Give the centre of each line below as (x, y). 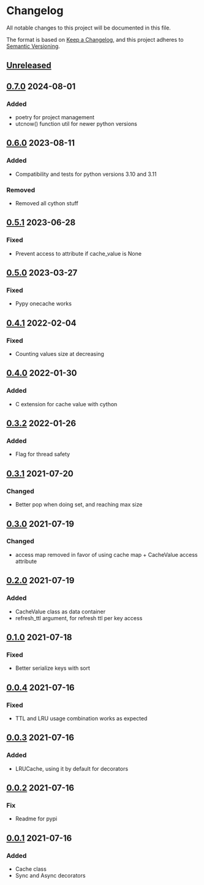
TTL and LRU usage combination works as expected (81, 718)
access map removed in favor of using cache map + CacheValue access (106, 554)
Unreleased (29, 65)
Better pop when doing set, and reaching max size (79, 505)
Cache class (31, 869)
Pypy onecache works (43, 304)
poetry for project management (55, 117)
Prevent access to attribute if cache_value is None (78, 253)
